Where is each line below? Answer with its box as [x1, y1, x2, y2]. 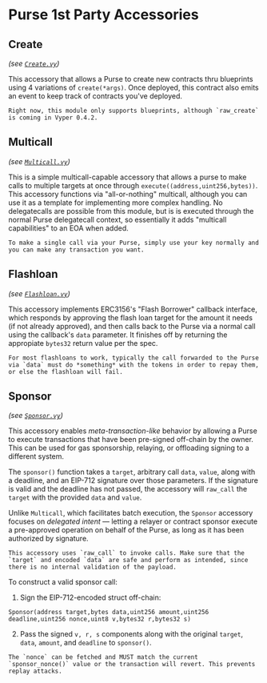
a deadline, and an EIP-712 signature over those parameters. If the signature [8, 476, 258, 485]
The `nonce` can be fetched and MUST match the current [8, 653, 198, 661]
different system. [8, 452, 65, 461]
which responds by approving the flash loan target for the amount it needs [8, 312, 253, 322]
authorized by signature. [8, 534, 90, 544]
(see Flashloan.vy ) [8, 288, 70, 298]
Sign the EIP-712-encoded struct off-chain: [19, 593, 161, 602]
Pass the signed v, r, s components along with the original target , [19, 629, 244, 639]
